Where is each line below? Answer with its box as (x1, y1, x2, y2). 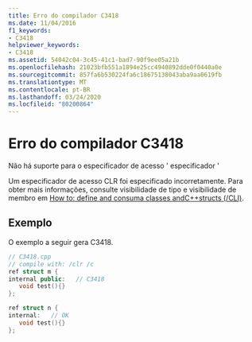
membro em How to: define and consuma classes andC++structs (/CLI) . (8, 193, 244, 203)
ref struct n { (8, 304, 59, 313)
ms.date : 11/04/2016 (8, 19, 77, 27)
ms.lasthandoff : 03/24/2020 (8, 93, 102, 101)
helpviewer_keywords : (8, 41, 80, 49)
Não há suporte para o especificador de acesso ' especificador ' (8, 161, 220, 171)
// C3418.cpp (8, 252, 52, 261)
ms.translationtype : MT (8, 78, 87, 86)
